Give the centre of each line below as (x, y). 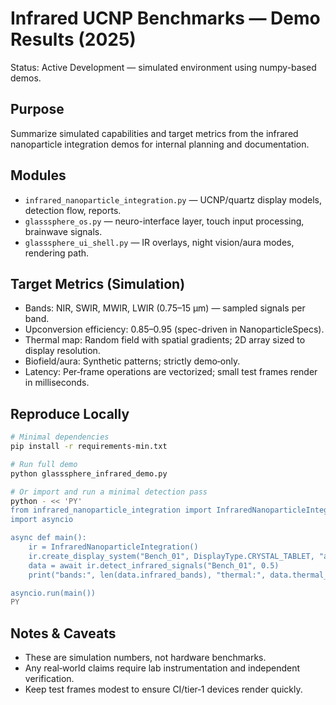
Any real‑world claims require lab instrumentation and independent (162, 668)
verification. (49, 679)
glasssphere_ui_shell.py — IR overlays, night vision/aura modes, (159, 242)
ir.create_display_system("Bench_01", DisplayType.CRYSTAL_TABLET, (171, 556)
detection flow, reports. (73, 210)
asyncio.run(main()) (53, 593)
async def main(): (48, 538)
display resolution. (62, 351)
